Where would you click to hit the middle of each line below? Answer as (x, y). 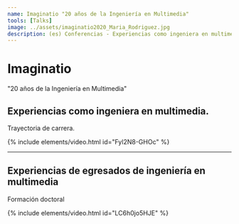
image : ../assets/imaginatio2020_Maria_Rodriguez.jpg (89, 27)
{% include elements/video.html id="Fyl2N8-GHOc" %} (89, 142)
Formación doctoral (36, 199)
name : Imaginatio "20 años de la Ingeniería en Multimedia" (99, 14)
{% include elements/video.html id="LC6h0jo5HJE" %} (88, 213)
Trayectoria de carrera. (41, 128)
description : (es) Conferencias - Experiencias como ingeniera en (108, 34)
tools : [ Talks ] (30, 21)
